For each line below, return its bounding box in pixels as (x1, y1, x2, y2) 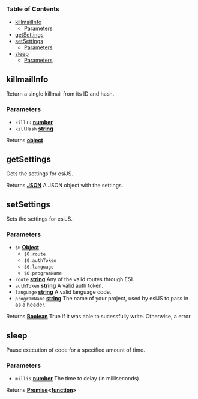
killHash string (14, 125, 54, 132)
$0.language (23, 264, 54, 270)
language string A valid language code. (14, 288, 112, 296)
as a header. (14, 301, 46, 308)
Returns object (6, 137, 43, 144)
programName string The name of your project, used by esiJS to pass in (14, 295, 189, 302)
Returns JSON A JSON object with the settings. (6, 182, 124, 189)
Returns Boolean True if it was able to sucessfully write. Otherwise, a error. (6, 313, 192, 320)
